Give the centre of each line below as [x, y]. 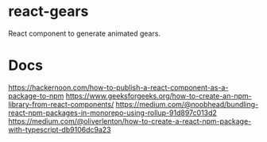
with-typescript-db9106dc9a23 [60, 129]
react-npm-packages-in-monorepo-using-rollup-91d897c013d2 [112, 113]
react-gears [48, 12]
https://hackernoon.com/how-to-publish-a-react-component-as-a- [118, 87]
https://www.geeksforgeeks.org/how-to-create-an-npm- [159, 96]
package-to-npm [36, 96]
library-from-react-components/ [61, 104]
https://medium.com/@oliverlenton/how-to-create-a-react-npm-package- [130, 121]
